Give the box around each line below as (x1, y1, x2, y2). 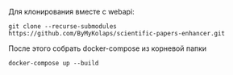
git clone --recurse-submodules (8, 23, 117, 31)
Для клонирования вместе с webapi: (8, 7, 135, 16)
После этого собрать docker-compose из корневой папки (8, 44, 207, 53)
